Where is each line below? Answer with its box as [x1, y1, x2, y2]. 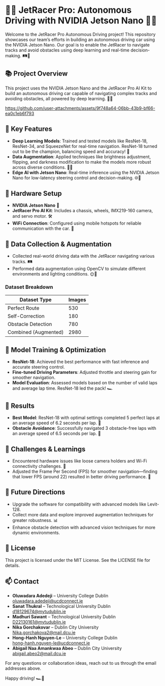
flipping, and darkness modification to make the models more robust [12, 159, 151, 165]
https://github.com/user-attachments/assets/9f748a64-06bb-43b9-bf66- [5, 105, 156, 111]
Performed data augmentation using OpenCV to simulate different [12, 266, 146, 272]
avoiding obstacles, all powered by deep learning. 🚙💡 [5, 95, 113, 101]
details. [5, 562, 20, 568]
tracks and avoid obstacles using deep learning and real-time [5, 47, 130, 53]
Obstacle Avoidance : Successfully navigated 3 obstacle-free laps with [12, 425, 157, 431]
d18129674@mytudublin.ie [12, 608, 66, 615]
